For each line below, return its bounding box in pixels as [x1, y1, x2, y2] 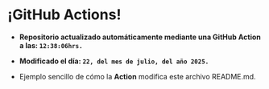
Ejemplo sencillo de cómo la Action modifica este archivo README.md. [19, 71, 256, 81]
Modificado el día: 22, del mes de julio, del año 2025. [19, 56, 209, 66]
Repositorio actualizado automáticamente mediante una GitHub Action [19, 32, 261, 42]
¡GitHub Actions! [7, 6, 122, 24]
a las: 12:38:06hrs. [19, 40, 83, 50]
